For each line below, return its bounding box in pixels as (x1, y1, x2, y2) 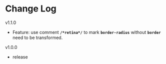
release (12, 53, 28, 60)
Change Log (5, 3, 56, 14)
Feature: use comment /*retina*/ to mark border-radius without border (12, 29, 161, 35)
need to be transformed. (12, 34, 63, 40)
